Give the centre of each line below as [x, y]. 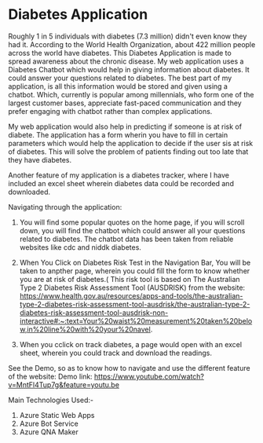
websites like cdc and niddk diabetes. [80, 247]
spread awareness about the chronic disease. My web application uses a [126, 61]
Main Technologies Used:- [51, 400]
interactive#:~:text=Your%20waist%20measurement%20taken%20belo [136, 320]
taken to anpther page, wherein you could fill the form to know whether [135, 271]
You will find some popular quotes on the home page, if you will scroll [132, 222]
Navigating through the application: [65, 207]
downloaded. [29, 192]
